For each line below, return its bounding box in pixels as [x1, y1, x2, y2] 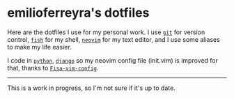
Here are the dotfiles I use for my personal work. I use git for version [7, 28, 205, 36]
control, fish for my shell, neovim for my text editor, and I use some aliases [7, 35, 221, 43]
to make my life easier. [7, 43, 72, 51]
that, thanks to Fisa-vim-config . [7, 63, 99, 72]
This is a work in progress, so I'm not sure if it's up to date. [7, 84, 175, 92]
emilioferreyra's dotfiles [7, 5, 150, 21]
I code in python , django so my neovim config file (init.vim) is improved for [7, 56, 218, 64]
